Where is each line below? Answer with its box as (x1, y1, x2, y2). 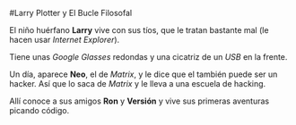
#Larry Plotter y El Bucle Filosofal (9, 8, 133, 18)
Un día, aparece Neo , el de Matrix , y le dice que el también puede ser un (9, 69, 278, 79)
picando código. (9, 105, 70, 115)
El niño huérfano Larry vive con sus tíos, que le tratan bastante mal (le (9, 25, 269, 35)
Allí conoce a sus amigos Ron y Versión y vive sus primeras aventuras (9, 96, 270, 106)
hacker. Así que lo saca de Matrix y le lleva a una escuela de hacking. (9, 79, 266, 88)
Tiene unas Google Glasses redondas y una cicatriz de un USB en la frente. (9, 52, 288, 62)
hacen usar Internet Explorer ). (9, 35, 120, 45)
